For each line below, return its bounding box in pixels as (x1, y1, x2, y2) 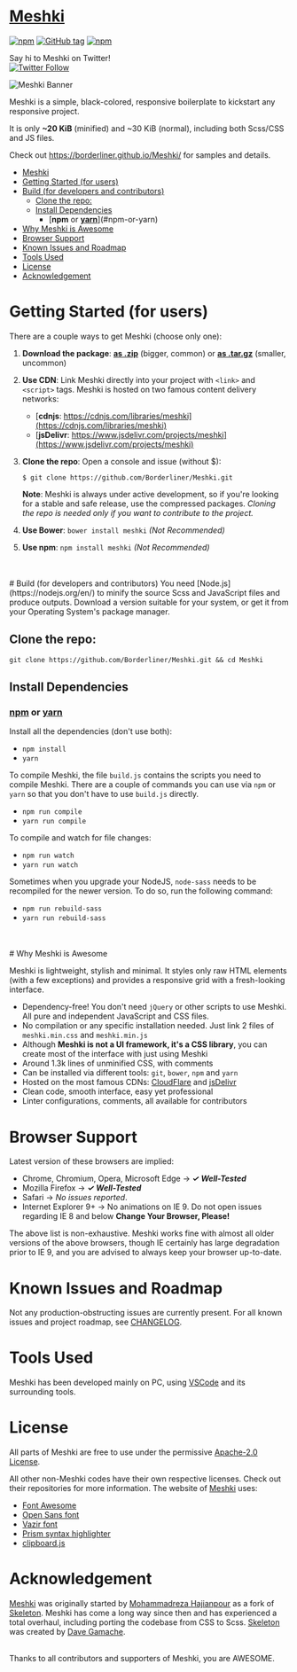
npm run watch (21, 851, 74, 861)
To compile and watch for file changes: (9, 832, 152, 843)
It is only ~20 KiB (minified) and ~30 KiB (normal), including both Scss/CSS (9, 122, 285, 134)
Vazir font (21, 1519, 58, 1530)
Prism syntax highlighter (21, 1528, 111, 1539)
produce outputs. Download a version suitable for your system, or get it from (9, 597, 289, 607)
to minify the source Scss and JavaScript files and (97, 587, 281, 598)
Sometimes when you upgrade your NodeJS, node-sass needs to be (9, 876, 257, 887)
